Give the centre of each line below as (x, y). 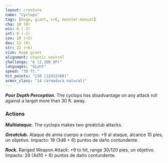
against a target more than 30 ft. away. (46, 101)
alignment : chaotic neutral (35, 57)
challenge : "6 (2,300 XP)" (34, 62)
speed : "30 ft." (22, 72)
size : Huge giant (24, 52)
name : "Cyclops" (22, 15)
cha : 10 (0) (18, 24)
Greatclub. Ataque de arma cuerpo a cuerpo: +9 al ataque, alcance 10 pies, (84, 135)
